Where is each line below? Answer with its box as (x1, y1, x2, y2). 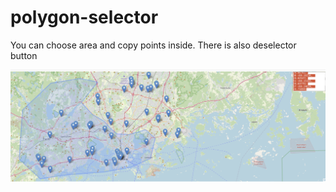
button (10, 49, 38, 61)
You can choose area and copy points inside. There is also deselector (10, 39, 297, 51)
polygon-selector (10, 6, 159, 29)
